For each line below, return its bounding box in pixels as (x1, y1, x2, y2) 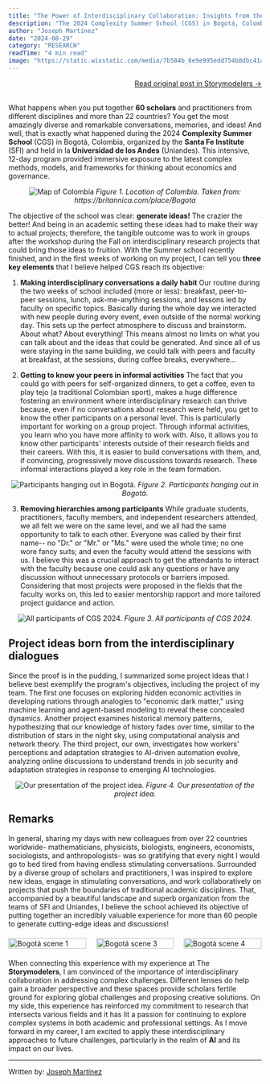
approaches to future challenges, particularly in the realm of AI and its (8, 1035, 241, 1045)
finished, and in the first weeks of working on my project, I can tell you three (8, 253, 261, 263)
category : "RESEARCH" (8, 42, 81, 50)
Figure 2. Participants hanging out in (137, 479, 259, 489)
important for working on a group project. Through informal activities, (19, 421, 251, 431)
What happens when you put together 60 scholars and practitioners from (8, 102, 252, 113)
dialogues (8, 649, 59, 663)
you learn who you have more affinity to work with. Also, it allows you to (19, 429, 259, 439)
